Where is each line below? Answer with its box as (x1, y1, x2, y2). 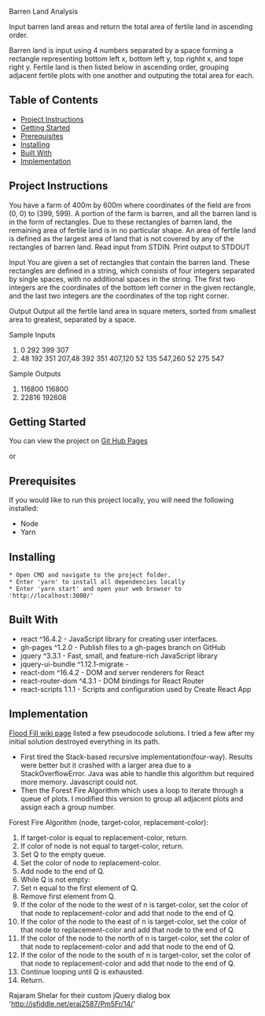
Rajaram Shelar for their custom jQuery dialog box (9, 990, 171, 1000)
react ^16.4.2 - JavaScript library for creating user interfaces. (20, 634, 219, 644)
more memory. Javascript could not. (20, 777, 138, 786)
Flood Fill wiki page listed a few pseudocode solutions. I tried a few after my (9, 728, 255, 738)
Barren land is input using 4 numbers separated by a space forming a (9, 46, 234, 54)
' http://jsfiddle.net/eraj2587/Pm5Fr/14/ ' (9, 999, 136, 1008)
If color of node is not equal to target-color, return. (20, 841, 184, 850)
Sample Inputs (9, 330, 56, 339)
